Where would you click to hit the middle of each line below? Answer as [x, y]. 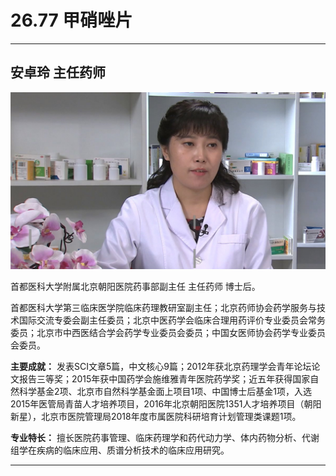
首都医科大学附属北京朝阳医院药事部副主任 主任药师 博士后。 [135, 287]
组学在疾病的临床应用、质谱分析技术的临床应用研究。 [120, 450]
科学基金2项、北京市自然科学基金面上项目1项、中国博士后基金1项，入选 [165, 392]
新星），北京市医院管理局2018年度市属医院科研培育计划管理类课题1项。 [156, 417]
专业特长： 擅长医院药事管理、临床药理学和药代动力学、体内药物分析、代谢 [165, 438]
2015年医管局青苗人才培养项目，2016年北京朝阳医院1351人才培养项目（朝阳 [166, 404]
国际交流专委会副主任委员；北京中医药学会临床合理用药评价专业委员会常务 [172, 320]
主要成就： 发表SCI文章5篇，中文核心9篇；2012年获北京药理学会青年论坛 [161, 367]
